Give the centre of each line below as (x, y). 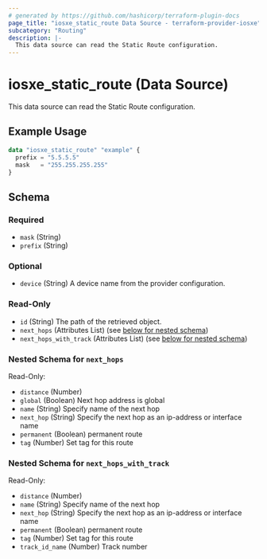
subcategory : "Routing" (48, 30)
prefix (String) (44, 246)
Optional (25, 266)
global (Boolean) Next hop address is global (92, 400)
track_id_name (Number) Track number (83, 547)
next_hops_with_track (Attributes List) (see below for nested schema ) (133, 338)
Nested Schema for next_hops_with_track (89, 463)
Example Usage (48, 132)
